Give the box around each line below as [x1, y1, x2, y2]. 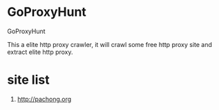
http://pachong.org [17, 95, 72, 103]
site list [7, 72, 50, 88]
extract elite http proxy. [7, 48, 74, 56]
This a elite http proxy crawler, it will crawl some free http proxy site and [7, 40, 213, 48]
